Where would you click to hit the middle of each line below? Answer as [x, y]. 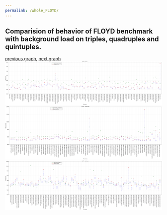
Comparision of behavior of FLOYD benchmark [79, 32]
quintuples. [23, 47]
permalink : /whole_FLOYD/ [32, 10]
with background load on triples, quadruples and [82, 39]
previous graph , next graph [33, 59]
